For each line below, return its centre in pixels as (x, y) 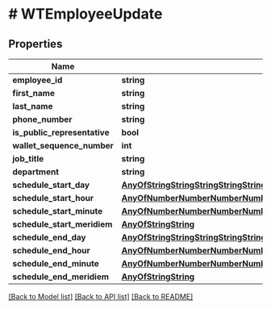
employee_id (38, 80)
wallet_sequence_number (63, 146)
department (35, 172)
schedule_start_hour (53, 198)
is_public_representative (61, 132)
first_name (33, 93)
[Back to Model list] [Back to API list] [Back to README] (101, 296)
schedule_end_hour (51, 251)
